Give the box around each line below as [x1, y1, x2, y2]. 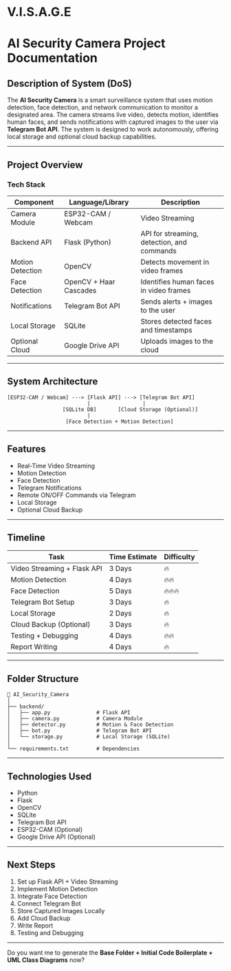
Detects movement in [140, 257, 210, 267]
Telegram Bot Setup [10, 597, 75, 607]
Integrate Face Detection [16, 892, 88, 900]
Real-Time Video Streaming [16, 461, 95, 470]
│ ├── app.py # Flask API [7, 709, 131, 716]
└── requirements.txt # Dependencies [7, 745, 140, 753]
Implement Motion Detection [16, 884, 98, 892]
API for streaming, [140, 229, 199, 238]
